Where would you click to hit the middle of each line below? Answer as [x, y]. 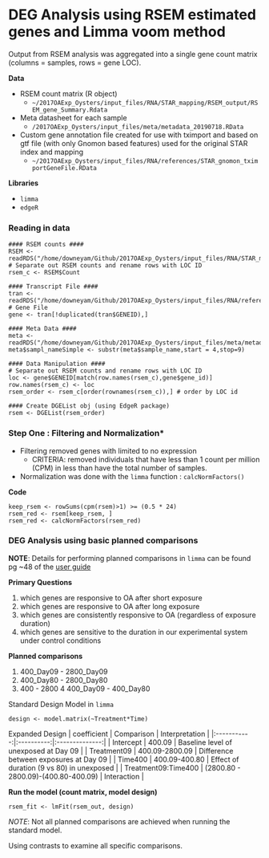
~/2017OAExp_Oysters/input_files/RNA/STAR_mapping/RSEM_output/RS [145, 103]
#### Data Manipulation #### [57, 364]
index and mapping [52, 152]
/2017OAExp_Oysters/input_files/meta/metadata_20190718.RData [138, 127]
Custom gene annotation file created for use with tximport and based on [139, 135]
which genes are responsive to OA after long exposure [110, 606]
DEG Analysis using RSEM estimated [132, 15]
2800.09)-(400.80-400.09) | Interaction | [76, 776]
